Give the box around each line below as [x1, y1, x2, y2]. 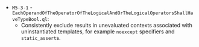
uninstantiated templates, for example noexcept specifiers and [21, 28, 175, 35]
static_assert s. [21, 35, 62, 41]
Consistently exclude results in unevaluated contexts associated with [21, 22, 193, 29]
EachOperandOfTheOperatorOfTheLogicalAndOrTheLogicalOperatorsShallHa [11, 10, 194, 16]
